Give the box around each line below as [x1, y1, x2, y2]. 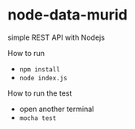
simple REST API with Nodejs [7, 32, 105, 42]
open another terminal [19, 104, 94, 114]
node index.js [19, 74, 67, 82]
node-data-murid [7, 6, 128, 24]
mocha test [19, 114, 57, 123]
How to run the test [7, 88, 72, 98]
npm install [19, 65, 60, 74]
